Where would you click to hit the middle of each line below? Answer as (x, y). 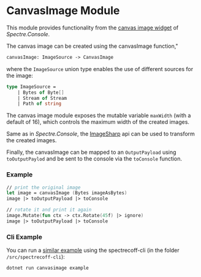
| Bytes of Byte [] (41, 93)
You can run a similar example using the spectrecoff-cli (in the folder (93, 250)
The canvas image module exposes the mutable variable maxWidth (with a (99, 116)
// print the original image (44, 188)
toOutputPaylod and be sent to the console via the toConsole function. (94, 159)
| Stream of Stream (42, 98)
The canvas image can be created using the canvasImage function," (93, 46)
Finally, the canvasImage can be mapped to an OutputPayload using (91, 152)
